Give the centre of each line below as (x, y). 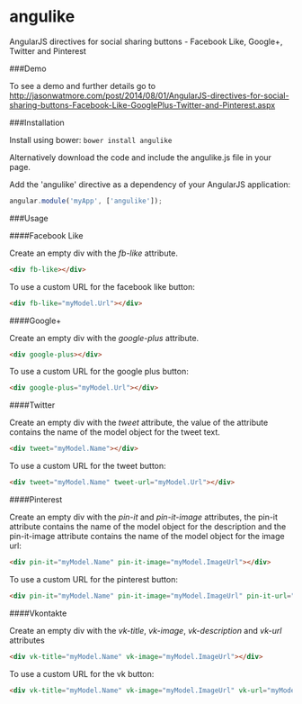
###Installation (37, 122)
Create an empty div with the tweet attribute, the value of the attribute (139, 423)
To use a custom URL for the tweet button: (88, 466)
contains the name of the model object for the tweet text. (115, 432)
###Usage (29, 218)
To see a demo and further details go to (82, 86)
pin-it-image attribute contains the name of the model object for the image (147, 537)
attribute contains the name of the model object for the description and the (148, 527)
